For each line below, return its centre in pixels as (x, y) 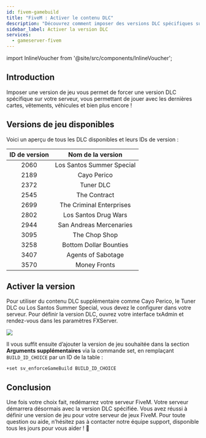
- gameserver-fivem (37, 41)
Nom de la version (95, 154)
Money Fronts (95, 265)
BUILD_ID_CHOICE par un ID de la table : (55, 358)
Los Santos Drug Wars (95, 214)
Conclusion (29, 387)
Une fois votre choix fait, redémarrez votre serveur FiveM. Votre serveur (97, 402)
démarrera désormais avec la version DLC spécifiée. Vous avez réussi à (97, 409)
